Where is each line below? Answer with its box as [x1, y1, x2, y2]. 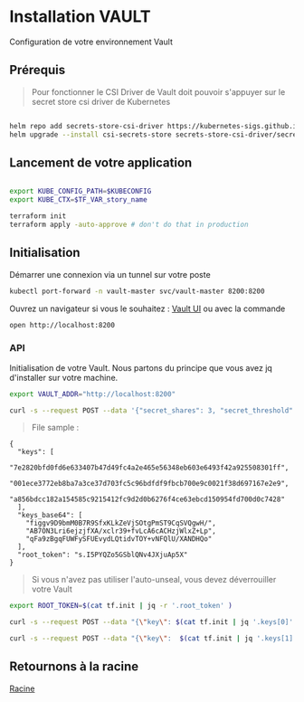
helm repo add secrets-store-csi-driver [9, 121, 165, 130]
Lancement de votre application [9, 155, 193, 170]
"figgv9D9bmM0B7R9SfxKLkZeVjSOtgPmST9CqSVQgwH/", [25, 518, 217, 528]
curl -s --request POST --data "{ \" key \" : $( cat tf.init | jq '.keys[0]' [9, 618, 294, 627]
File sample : [31, 422, 80, 433]
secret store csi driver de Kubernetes [31, 96, 171, 107]
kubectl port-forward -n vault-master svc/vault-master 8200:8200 [9, 287, 265, 296]
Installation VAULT [9, 6, 151, 27]
